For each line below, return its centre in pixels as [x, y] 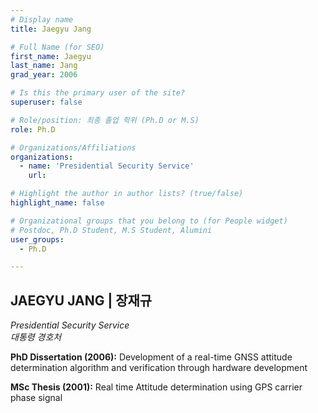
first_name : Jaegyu [51, 56]
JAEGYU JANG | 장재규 [81, 300]
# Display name [42, 19]
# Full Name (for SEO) [57, 47]
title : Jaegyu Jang [51, 29]
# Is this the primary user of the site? [98, 93]
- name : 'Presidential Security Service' [107, 166]
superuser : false [46, 102]
